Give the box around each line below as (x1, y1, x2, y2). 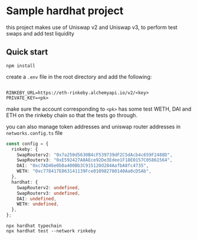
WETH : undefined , (17, 201, 60, 207)
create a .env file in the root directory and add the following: (6, 73, 152, 80)
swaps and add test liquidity (6, 30, 75, 37)
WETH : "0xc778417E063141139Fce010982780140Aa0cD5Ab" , (17, 168, 152, 174)
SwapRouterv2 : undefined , (17, 184, 81, 190)
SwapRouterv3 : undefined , (17, 190, 81, 196)
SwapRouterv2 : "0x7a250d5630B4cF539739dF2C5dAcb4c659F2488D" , (17, 152, 173, 158)
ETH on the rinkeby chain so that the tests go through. (6, 111, 137, 119)
